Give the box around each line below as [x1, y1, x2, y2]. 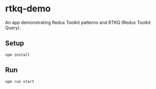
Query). [5, 24, 21, 30]
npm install [5, 52, 30, 57]
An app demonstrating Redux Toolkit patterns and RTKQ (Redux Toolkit [5, 19, 151, 25]
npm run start [5, 79, 35, 84]
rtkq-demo [5, 3, 51, 14]
